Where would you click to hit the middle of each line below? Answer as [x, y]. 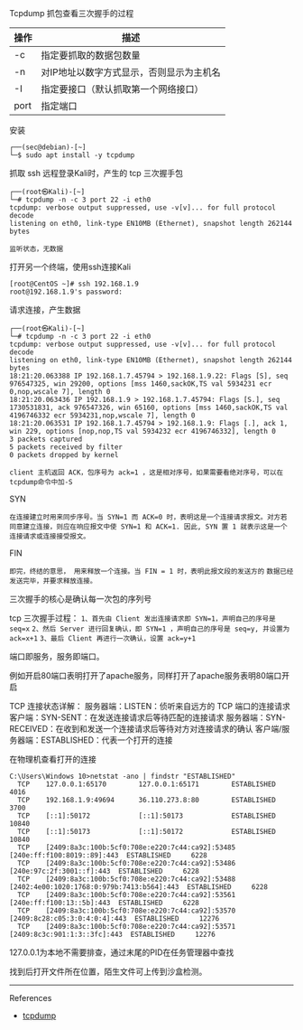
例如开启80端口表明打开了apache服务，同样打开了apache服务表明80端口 [146, 675]
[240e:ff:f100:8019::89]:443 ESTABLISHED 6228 [108, 856]
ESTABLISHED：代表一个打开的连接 [106, 740]
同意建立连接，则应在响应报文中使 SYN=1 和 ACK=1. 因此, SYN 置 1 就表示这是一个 [148, 527]
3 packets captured [46, 439]
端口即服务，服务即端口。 [57, 656]
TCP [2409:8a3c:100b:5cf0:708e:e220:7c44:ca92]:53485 [127, 847]
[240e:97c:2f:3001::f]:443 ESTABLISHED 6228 [105, 871]
